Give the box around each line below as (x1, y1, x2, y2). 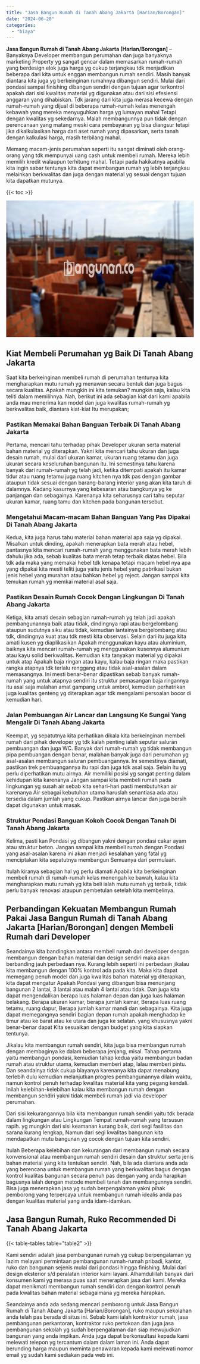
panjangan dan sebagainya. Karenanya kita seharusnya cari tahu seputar (6, 492, 185, 499)
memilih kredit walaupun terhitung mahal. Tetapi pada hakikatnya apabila (6, 158, 185, 165)
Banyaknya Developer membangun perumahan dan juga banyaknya (6, 52, 173, 59)
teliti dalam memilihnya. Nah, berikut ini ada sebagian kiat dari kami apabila (6, 393, 190, 400)
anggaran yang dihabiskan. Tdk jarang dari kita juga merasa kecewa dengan (6, 96, 193, 104)
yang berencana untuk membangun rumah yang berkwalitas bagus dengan (6, 1165, 191, 1172)
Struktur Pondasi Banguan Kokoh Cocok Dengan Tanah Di (6, 816, 177, 824)
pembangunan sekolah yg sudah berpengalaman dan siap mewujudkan (6, 1326, 182, 1333)
